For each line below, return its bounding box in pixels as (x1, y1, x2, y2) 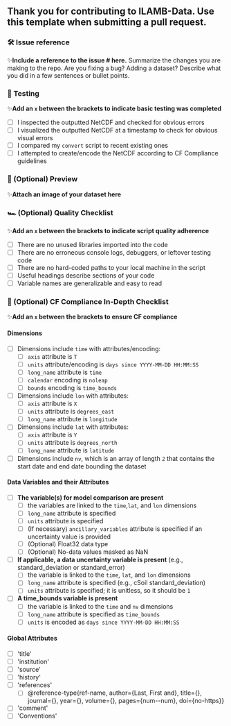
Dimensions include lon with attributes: (17, 391, 129, 400)
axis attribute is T (27, 352, 77, 360)
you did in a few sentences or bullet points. (7, 71, 130, 79)
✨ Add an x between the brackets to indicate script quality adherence (7, 226, 210, 235)
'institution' (17, 657, 50, 666)
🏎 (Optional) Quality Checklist (7, 208, 113, 218)
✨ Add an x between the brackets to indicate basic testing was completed (7, 104, 222, 112)
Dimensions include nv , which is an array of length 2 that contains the (17, 454, 215, 462)
